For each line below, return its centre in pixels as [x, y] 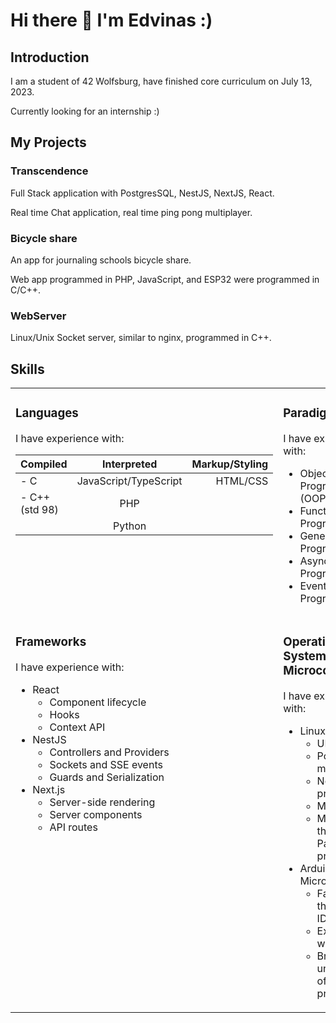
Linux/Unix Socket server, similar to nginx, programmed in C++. [141, 338]
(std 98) [39, 510]
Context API [77, 727]
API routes [73, 827]
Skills [27, 369]
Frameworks [51, 642]
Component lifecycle [98, 702]
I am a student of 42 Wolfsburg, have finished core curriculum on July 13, [161, 81]
